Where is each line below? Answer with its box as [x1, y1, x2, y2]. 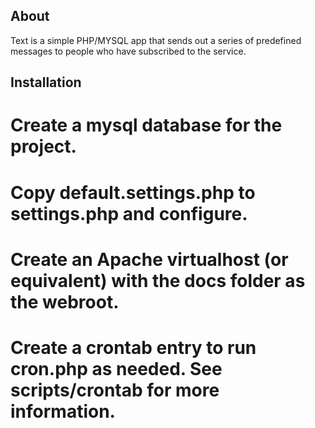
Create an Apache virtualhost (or [10, 248, 289, 271]
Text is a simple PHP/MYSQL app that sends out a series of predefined [10, 34, 302, 46]
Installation [10, 74, 82, 91]
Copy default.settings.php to [10, 181, 256, 204]
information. [10, 400, 116, 423]
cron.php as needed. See [10, 357, 223, 380]
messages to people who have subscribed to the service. [10, 45, 247, 57]
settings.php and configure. [10, 202, 248, 225]
